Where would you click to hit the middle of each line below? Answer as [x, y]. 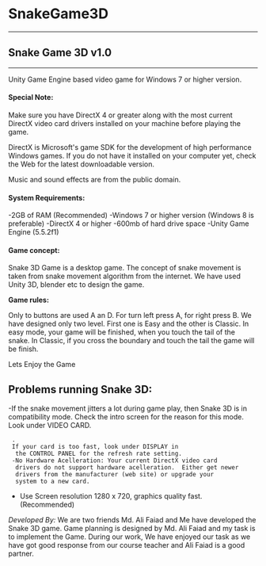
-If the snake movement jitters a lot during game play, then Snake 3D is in [128, 408]
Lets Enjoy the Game [42, 365]
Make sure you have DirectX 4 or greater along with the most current [120, 115]
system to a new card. [53, 482]
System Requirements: [47, 197]
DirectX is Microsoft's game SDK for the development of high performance [130, 147]
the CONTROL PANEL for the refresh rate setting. [99, 454]
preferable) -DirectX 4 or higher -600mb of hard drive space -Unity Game [129, 224]
